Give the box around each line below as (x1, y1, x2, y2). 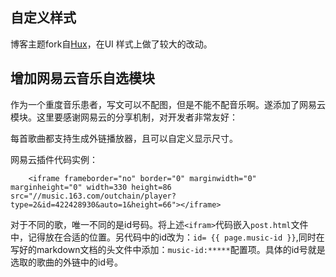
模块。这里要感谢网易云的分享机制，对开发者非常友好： (10, 111, 238, 123)
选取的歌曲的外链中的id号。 (10, 256, 123, 268)
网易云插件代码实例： (10, 153, 98, 165)
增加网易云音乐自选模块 (10, 70, 155, 87)
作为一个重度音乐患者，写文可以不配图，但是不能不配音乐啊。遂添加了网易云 (10, 98, 326, 110)
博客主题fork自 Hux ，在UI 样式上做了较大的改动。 (10, 38, 213, 50)
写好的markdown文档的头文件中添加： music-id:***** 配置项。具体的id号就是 (10, 243, 326, 255)
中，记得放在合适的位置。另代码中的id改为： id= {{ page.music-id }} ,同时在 (10, 231, 325, 243)
